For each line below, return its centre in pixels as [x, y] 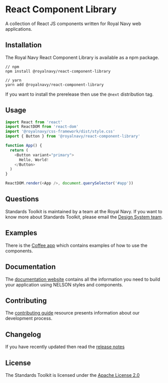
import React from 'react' [34, 122]
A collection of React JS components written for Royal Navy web [73, 24]
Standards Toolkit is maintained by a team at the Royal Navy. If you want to [84, 211]
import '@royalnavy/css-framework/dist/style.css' [60, 131]
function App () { [24, 146]
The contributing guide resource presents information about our [73, 313]
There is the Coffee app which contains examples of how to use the [76, 245]
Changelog [23, 334]
